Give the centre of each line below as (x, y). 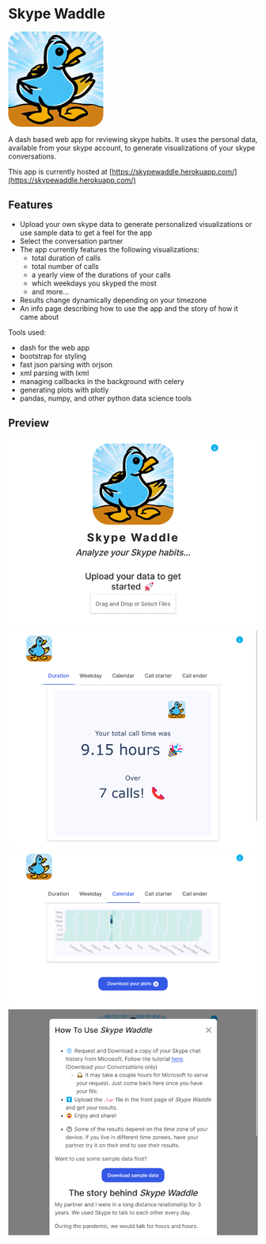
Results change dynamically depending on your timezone (113, 300)
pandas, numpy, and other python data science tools (106, 398)
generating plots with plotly (64, 390)
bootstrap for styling (53, 356)
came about (39, 317)
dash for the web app (55, 347)
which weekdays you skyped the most (94, 283)
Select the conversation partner (71, 241)
